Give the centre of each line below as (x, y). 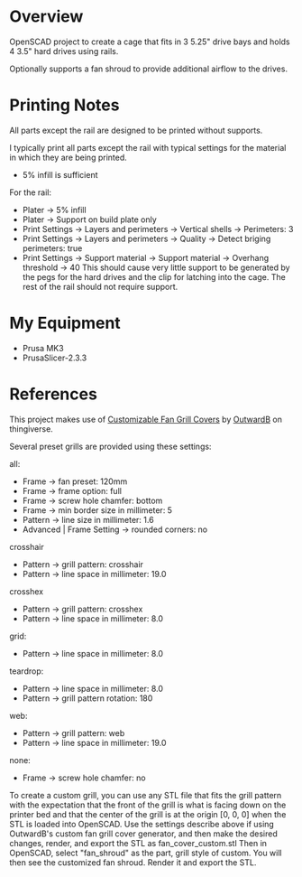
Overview (46, 17)
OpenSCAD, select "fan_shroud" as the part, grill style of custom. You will (146, 853)
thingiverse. (32, 429)
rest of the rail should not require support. (100, 286)
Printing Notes (64, 105)
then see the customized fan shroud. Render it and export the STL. (133, 862)
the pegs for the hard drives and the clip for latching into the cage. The (154, 276)
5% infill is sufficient (60, 174)
